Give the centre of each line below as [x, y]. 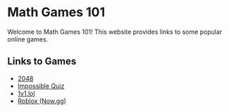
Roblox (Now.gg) [42, 101]
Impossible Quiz [41, 86]
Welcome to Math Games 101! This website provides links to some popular [115, 32]
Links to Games [42, 62]
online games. [28, 39]
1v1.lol [26, 93]
